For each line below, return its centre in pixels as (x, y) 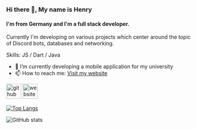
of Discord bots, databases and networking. (60, 44)
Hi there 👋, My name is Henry (49, 10)
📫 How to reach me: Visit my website (61, 73)
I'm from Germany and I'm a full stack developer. (68, 24)
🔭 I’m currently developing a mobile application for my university (94, 67)
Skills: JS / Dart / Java (33, 55)
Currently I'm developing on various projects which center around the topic (98, 37)
